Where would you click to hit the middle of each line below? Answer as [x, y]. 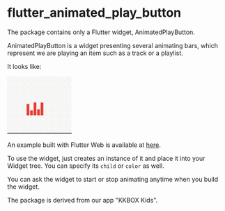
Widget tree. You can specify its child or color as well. [86, 166]
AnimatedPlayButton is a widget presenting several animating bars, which [113, 45]
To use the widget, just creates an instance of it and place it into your [106, 158]
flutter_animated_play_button [94, 13]
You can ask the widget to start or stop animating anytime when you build [113, 179]
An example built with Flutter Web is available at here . [84, 145]
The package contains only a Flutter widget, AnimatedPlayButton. [101, 32]
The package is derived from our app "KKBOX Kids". [83, 200]
